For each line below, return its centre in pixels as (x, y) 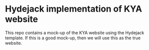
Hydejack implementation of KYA (74, 9)
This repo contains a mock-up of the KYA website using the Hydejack (75, 33)
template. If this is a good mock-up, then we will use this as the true (73, 38)
